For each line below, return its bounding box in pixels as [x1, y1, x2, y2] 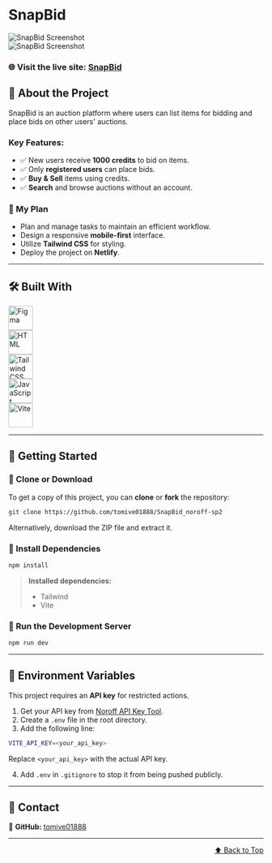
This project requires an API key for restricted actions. [8, 690, 189, 700]
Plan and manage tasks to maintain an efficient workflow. [19, 221, 211, 232]
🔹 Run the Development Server [8, 620, 132, 632]
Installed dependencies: [28, 576, 112, 586]
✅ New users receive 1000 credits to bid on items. [19, 155, 189, 165]
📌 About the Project [8, 87, 109, 101]
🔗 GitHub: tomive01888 [8, 822, 87, 832]
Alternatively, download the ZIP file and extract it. [8, 522, 172, 532]
